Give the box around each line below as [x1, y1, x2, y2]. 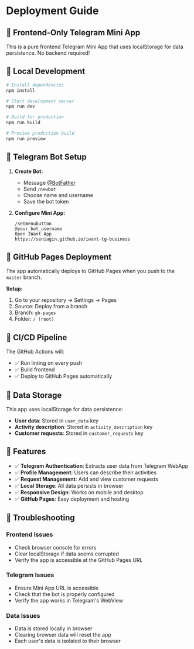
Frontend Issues [6, 531, 53, 539]
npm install [6, 87, 35, 94]
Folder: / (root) [14, 315, 55, 322]
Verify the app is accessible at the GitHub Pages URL [14, 556, 143, 563]
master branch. [6, 274, 42, 281]
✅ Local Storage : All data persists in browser [14, 482, 124, 489]
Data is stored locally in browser [14, 625, 93, 632]
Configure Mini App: [14, 209, 66, 216]
